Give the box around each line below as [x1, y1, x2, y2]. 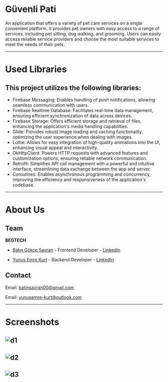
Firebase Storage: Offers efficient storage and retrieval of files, [12, 118, 142, 124]
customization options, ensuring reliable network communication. [12, 155, 147, 161]
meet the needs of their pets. [5, 41, 65, 47]
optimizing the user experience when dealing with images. [12, 134, 133, 140]
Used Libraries [5, 64, 67, 75]
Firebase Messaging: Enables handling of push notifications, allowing [12, 97, 155, 103]
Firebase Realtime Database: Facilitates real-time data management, [12, 107, 153, 113]
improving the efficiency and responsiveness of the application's [12, 176, 146, 182]
